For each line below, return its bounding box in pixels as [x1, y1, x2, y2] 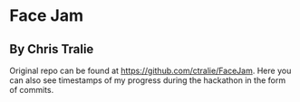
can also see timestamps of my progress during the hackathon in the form [9, 75, 286, 86]
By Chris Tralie [9, 42, 94, 57]
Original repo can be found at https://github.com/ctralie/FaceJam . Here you [9, 65, 292, 76]
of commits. [9, 85, 54, 95]
